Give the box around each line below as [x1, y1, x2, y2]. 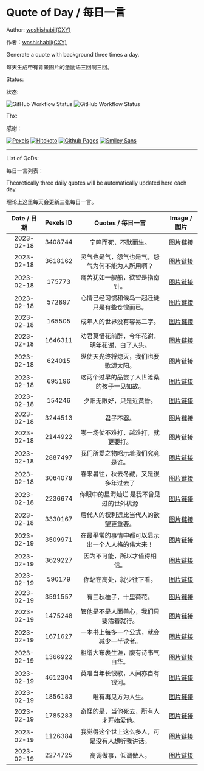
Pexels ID [45, 218, 73, 227]
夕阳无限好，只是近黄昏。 [83, 396, 157, 405]
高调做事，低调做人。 [89, 751, 151, 759]
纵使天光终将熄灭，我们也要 [80, 352, 160, 361]
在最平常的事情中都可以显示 [80, 531, 160, 540]
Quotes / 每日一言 [93, 219, 146, 227]
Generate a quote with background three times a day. [6, 51, 140, 58]
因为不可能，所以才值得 [83, 552, 151, 560]
